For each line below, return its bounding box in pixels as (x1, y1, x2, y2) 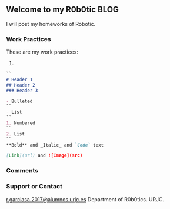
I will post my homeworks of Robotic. (6, 20, 96, 27)
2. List (6, 131, 25, 137)
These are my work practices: (6, 48, 78, 55)
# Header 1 (6, 77, 33, 82)
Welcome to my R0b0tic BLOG (6, 5, 119, 15)
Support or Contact (6, 183, 63, 191)
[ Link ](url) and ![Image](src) (6, 152, 83, 158)
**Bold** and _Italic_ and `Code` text (6, 142, 104, 148)
